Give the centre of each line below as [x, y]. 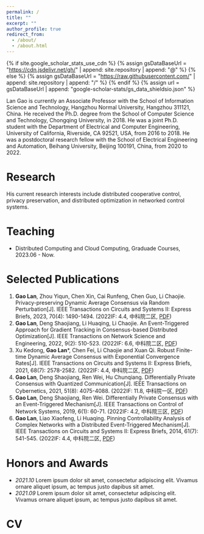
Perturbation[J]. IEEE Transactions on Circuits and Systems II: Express [103, 309]
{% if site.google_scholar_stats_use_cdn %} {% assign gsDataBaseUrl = [97, 63]
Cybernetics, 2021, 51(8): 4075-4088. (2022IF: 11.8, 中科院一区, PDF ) [101, 390]
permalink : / [23, 12]
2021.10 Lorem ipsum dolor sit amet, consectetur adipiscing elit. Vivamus [106, 480]
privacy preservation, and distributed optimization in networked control [95, 200]
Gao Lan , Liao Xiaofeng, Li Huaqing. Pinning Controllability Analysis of [103, 418]
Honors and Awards [57, 463]
